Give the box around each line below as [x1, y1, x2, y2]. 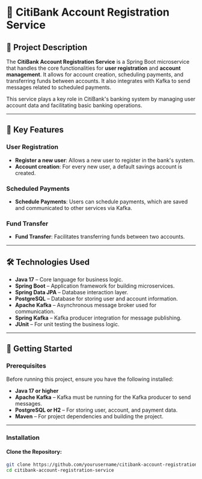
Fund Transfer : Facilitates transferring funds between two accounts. [14, 233, 185, 240]
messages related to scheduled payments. [6, 84, 112, 91]
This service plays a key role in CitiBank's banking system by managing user [6, 96, 196, 102]
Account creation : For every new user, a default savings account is [14, 162, 182, 170]
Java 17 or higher [14, 387, 59, 394]
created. [14, 169, 36, 176]
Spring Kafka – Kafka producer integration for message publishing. [14, 314, 182, 321]
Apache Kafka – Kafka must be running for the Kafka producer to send [14, 394, 191, 401]
